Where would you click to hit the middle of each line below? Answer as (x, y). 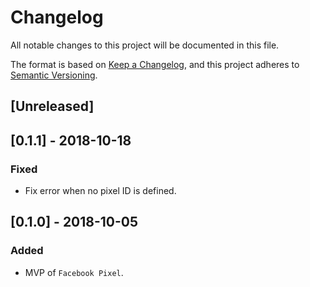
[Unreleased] (52, 106)
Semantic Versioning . (54, 75)
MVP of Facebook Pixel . (74, 272)
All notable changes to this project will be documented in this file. (145, 45)
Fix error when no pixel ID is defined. (100, 191)
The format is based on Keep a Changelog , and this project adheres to (155, 64)
